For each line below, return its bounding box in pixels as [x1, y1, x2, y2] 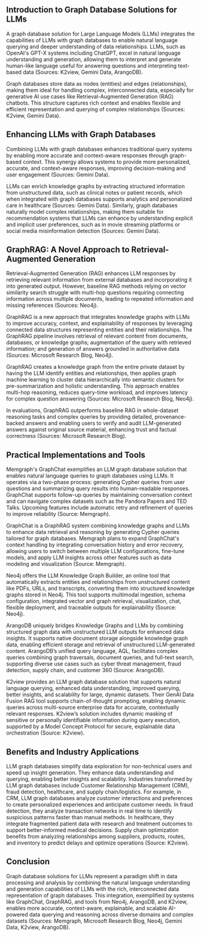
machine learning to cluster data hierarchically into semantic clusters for [6, 376, 184, 383]
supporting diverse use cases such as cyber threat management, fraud [6, 660, 181, 667]
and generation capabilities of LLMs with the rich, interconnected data [6, 885, 179, 893]
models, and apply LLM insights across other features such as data [6, 554, 172, 561]
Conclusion [6, 857, 50, 867]
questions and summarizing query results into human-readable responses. [6, 485, 190, 492]
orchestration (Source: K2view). [6, 729, 85, 736]
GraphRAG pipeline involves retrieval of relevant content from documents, [6, 333, 188, 340]
